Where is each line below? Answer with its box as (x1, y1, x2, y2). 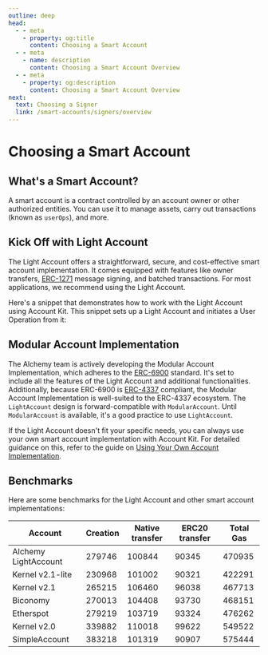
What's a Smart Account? (8, 174, 139, 188)
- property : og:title (22, 34, 94, 42)
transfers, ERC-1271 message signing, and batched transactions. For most (8, 273, 251, 284)
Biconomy (12, 595, 50, 606)
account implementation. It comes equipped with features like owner (8, 265, 234, 275)
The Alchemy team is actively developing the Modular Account (8, 359, 215, 368)
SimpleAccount (12, 634, 69, 645)
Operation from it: (8, 315, 66, 324)
